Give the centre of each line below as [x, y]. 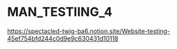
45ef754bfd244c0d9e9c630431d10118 [63, 38]
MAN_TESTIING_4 [60, 12]
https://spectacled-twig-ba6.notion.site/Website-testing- [88, 31]
